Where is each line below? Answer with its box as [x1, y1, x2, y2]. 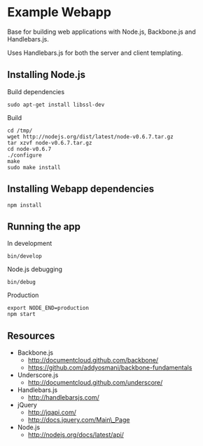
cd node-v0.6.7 [7, 145, 52, 152]
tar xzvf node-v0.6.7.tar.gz [7, 139, 92, 146]
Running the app [7, 221, 80, 232]
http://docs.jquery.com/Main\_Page [27, 416, 130, 424]
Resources [7, 329, 55, 341]
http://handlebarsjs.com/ [27, 393, 100, 402]
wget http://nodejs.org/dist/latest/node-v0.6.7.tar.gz [7, 133, 174, 140]
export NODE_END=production [7, 305, 90, 312]
